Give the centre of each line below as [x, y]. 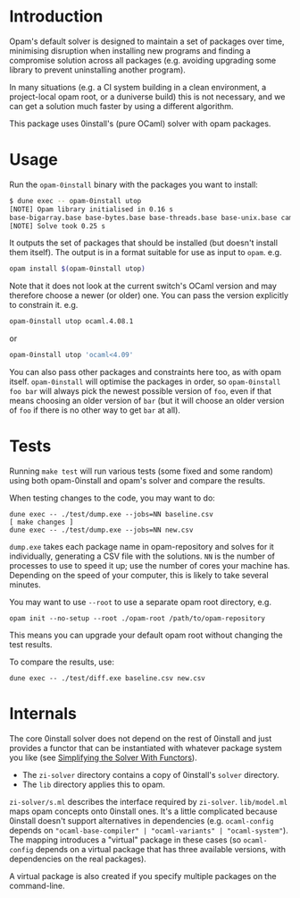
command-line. [37, 885]
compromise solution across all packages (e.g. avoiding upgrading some [143, 60]
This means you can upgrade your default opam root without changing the [146, 635]
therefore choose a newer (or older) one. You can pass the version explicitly [149, 295]
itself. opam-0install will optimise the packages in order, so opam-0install [145, 381]
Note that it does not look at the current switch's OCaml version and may [143, 286]
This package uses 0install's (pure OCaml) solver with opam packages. [140, 124]
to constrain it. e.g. [44, 305]
